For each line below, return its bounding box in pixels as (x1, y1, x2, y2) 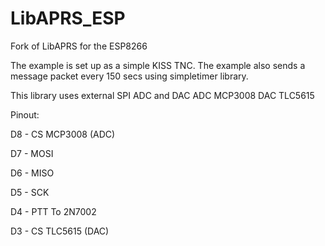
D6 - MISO (10, 167, 55, 179)
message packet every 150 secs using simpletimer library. (10, 70, 249, 82)
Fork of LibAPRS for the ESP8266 (10, 40, 148, 52)
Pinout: (10, 108, 40, 121)
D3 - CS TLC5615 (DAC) (10, 225, 110, 237)
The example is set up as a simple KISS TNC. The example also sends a (10, 59, 306, 71)
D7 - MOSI (10, 147, 54, 159)
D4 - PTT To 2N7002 (10, 205, 97, 217)
